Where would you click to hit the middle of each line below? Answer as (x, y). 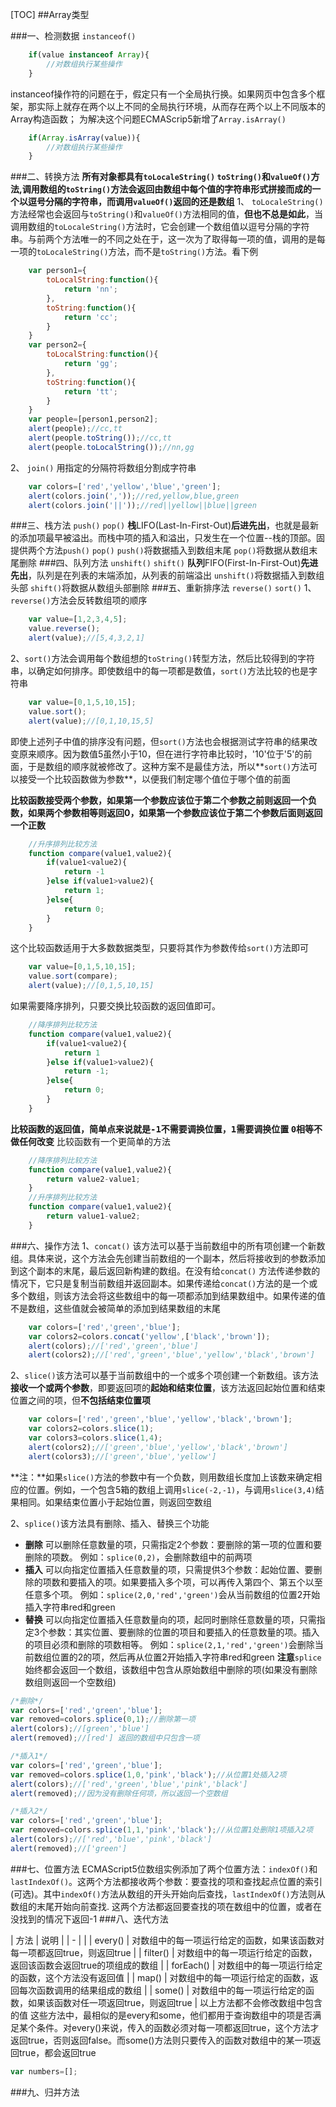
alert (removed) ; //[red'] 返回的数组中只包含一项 (105, 1738)
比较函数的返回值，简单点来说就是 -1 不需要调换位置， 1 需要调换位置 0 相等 (162, 1129)
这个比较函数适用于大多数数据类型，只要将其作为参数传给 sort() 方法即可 (159, 948)
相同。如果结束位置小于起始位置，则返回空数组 (115, 1502)
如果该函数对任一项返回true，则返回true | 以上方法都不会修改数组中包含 (175, 2002)
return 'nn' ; (90, 289)
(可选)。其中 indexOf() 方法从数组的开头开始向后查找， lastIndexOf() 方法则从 (168, 1894)
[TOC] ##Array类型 (50, 14)
